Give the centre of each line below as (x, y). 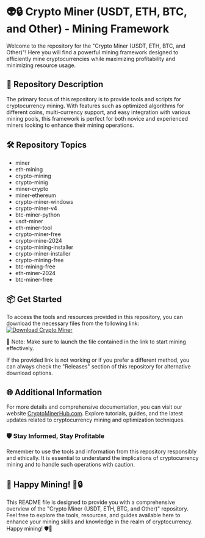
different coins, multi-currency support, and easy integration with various (99, 112)
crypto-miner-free (38, 234)
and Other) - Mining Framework (88, 29)
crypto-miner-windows (44, 201)
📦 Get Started (34, 299)
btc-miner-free (34, 279)
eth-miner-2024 (35, 273)
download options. (30, 373)
